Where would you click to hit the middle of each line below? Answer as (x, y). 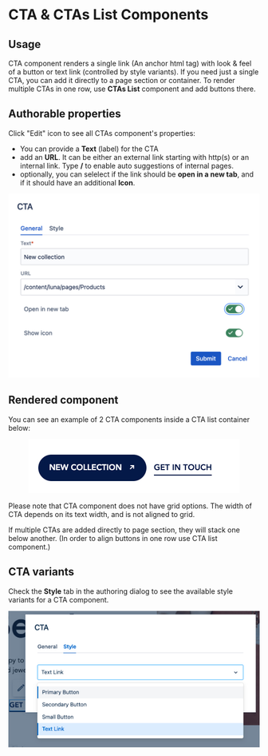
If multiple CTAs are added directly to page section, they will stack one (124, 530)
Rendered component (63, 400)
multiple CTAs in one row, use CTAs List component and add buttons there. (132, 89)
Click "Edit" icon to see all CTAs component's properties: (102, 133)
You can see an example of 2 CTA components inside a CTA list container (129, 419)
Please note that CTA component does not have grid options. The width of (130, 506)
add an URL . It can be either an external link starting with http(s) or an (134, 157)
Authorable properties (65, 114)
